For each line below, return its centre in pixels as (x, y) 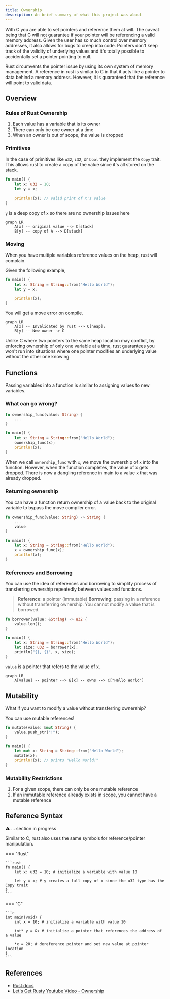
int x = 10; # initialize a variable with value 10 (70, 922)
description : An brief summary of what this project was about (74, 15)
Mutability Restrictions (34, 778)
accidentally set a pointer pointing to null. (48, 56)
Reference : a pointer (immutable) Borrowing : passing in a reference (89, 599)
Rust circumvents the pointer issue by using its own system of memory (79, 66)
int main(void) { (24, 917)
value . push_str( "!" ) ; (37, 732)
